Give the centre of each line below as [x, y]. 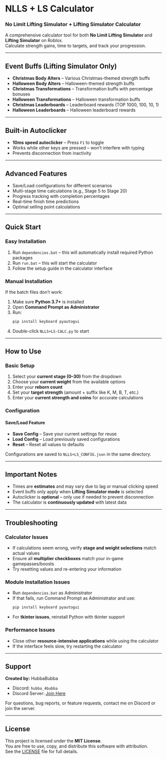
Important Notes [31, 474]
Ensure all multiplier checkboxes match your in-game [68, 559]
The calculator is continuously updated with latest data [69, 502]
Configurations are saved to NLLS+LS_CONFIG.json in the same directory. [78, 454]
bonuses [21, 94]
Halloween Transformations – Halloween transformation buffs [76, 99]
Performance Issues [30, 630]
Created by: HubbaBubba [32, 679]
